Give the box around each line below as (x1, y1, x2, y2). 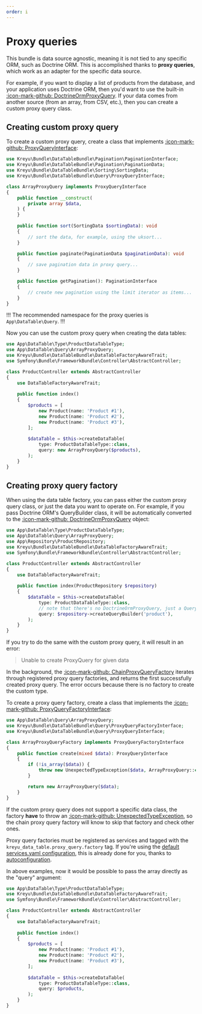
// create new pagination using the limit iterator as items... (28, 289, 192, 295)
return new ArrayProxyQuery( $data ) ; (28, 784, 120, 790)
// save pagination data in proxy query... (28, 262, 138, 268)
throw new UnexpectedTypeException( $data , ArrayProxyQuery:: (38, 767, 195, 773)
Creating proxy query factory (6, 481, 118, 491)
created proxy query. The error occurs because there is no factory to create (6, 681, 194, 688)
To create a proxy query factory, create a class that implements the (6, 699, 173, 706)
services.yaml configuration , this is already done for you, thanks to (6, 849, 171, 856)
